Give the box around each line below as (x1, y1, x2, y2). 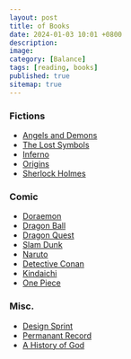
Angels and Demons (22, 129, 98, 140)
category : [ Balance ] (9, 55, 87, 64)
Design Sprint (22, 320, 74, 331)
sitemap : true (9, 80, 63, 89)
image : (9, 47, 34, 56)
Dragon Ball (22, 221, 66, 232)
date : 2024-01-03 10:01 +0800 (9, 30, 123, 39)
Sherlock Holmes (22, 168, 87, 179)
